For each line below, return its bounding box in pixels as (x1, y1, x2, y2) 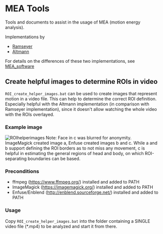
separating (5, 156, 27, 162)
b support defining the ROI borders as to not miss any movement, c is (5, 145, 145, 151)
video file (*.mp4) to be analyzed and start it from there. (5, 223, 117, 229)
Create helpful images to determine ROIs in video (5, 78, 158, 86)
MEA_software (5, 63, 34, 69)
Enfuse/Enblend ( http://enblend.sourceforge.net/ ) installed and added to (12, 189, 159, 195)
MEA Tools (5, 3, 50, 14)
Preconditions (5, 168, 40, 175)
